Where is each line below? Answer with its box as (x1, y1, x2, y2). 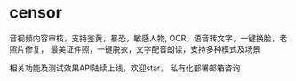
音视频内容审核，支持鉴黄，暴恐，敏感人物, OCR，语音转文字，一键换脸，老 (9, 33, 287, 43)
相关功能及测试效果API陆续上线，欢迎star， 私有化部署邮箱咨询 (9, 63, 241, 73)
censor (9, 3, 62, 23)
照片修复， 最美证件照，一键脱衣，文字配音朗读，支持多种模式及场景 (9, 43, 260, 55)
